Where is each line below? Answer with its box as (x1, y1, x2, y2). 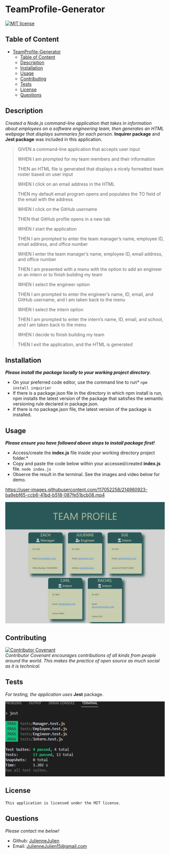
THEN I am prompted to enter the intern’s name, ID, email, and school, (17, 316, 163, 322)
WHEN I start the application (17, 226, 77, 232)
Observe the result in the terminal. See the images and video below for (12, 471, 160, 478)
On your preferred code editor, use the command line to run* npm (12, 379, 148, 386)
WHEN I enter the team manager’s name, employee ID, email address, (17, 250, 163, 257)
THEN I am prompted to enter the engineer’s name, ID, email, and (17, 291, 153, 297)
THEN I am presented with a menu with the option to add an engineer (17, 266, 162, 272)
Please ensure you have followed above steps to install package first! (5, 440, 155, 446)
